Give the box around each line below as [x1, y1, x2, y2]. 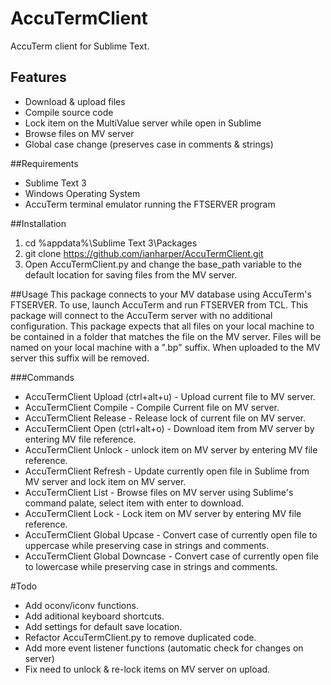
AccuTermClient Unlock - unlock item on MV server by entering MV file [24, 443, 318, 456]
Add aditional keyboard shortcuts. [24, 610, 165, 622]
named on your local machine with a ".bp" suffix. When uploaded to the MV [10, 341, 321, 353]
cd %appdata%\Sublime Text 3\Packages [24, 237, 198, 249]
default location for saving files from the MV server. [24, 268, 238, 281]
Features [10, 69, 67, 86]
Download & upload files [24, 95, 126, 107]
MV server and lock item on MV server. [24, 475, 187, 487]
